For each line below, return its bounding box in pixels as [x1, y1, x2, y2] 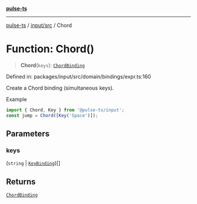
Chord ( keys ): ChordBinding [20, 62, 85, 69]
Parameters [6, 129, 50, 139]
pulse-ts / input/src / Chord [6, 22, 72, 29]
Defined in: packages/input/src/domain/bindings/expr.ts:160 [6, 73, 151, 80]
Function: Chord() [6, 42, 95, 56]
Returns [6, 176, 36, 186]
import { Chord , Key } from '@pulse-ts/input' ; [6, 107, 125, 113]
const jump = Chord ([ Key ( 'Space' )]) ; [6, 113, 98, 118]
